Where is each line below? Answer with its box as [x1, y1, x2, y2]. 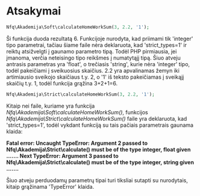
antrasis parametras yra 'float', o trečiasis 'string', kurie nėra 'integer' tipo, [6, 60, 190, 67]
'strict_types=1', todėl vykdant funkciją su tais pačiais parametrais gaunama [6, 121, 194, 129]
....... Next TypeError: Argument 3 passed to [6, 152, 119, 159]
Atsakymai [6, 4, 61, 18]
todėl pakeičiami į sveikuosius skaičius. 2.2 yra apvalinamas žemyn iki [6, 67, 180, 74]
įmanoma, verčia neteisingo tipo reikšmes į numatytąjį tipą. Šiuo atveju [6, 54, 181, 61]
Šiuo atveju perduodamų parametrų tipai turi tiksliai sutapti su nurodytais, [6, 176, 188, 184]
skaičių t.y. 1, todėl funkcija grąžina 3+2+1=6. [6, 79, 118, 87]
